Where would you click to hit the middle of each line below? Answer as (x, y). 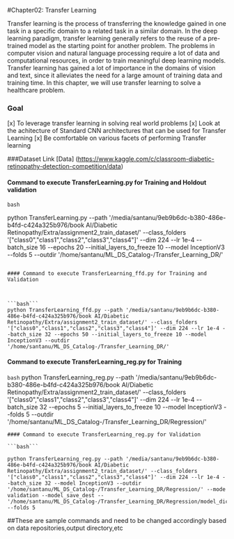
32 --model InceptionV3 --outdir (93, 483)
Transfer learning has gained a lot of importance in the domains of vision (111, 68)
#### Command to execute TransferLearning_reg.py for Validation (104, 435)
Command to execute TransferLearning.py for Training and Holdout (107, 182)
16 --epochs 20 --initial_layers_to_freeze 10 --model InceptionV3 (132, 247)
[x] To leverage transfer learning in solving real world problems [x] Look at (114, 123)
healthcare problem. (36, 90)
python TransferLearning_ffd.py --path (65, 310)
